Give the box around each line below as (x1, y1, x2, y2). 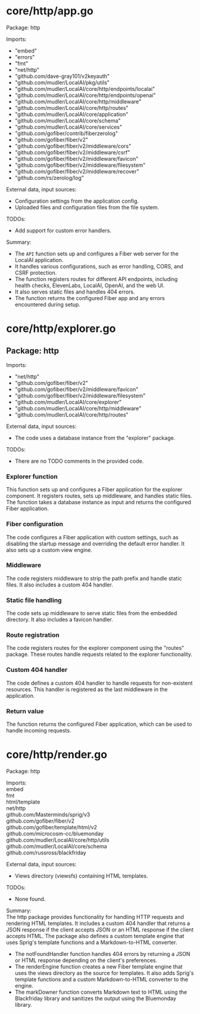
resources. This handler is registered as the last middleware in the (6, 686, 168, 693)
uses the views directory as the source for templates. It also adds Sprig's (14, 969, 194, 976)
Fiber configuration (6, 520, 64, 529)
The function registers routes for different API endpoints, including (14, 275, 178, 282)
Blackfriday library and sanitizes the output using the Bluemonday (14, 994, 177, 1002)
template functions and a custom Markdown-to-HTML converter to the (14, 976, 189, 983)
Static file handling (6, 596, 62, 604)
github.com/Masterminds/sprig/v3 (6, 811, 90, 818)
